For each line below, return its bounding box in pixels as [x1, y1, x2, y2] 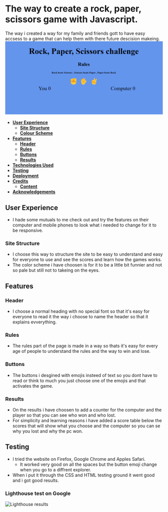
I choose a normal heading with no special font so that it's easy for [12, 308, 150, 314]
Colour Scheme [19, 130, 53, 136]
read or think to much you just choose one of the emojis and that [12, 377, 146, 383]
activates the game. [12, 382, 53, 389]
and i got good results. [12, 477, 59, 483]
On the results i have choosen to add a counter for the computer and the [12, 407, 162, 413]
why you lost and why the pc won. [12, 428, 83, 434]
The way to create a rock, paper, [5, 3, 141, 15]
